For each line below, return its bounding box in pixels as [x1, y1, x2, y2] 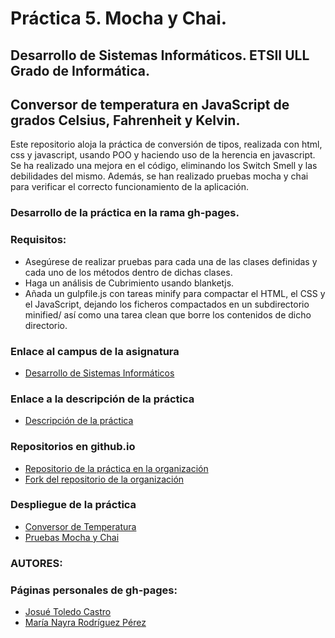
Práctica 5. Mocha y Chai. [10, 7, 228, 30]
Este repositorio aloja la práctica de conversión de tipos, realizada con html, [10, 138, 323, 151]
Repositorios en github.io [10, 440, 136, 454]
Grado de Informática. [10, 62, 150, 79]
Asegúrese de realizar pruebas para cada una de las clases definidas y [24, 255, 318, 267]
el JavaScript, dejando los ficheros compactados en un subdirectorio [24, 298, 310, 310]
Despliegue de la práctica [10, 498, 137, 512]
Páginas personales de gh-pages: [10, 583, 178, 597]
